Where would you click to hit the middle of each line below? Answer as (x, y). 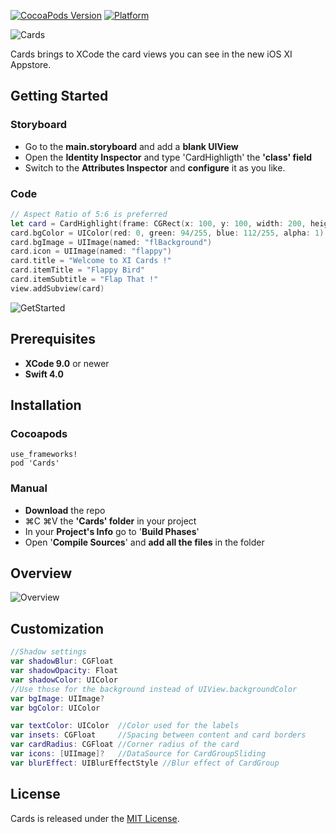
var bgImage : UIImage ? (57, 698)
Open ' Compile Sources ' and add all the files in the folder (144, 542)
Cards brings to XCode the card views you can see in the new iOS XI (151, 54)
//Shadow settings (48, 652)
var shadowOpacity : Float (64, 671)
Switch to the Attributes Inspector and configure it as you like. (155, 167)
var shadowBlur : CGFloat (62, 661)
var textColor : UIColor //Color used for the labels (125, 726)
